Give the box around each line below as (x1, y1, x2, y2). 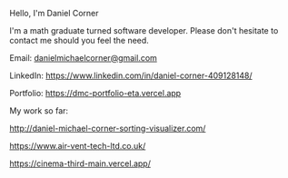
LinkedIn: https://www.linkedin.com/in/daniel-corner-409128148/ (9, 70, 253, 81)
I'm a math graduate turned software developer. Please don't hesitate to (9, 25, 279, 35)
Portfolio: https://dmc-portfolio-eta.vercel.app (9, 88, 182, 98)
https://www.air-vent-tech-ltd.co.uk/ (9, 141, 146, 151)
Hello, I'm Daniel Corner (9, 8, 99, 18)
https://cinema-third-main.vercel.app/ (9, 158, 152, 169)
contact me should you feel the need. (9, 35, 150, 45)
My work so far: (9, 105, 69, 116)
